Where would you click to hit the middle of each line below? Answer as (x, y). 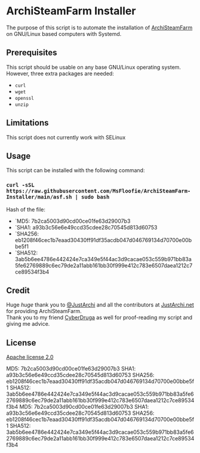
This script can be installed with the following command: (76, 170)
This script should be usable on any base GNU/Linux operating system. (93, 67)
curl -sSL (20, 185)
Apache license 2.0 (30, 357)
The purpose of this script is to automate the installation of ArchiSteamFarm (99, 27)
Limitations (27, 123)
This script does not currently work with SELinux (66, 137)
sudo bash (95, 197)
